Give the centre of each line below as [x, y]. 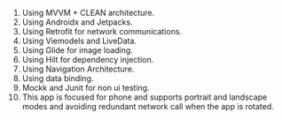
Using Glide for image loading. [77, 50]
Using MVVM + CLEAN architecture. [88, 13]
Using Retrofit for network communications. [102, 31]
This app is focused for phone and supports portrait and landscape [145, 97]
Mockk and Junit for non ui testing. [86, 88]
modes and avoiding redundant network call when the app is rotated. [148, 106]
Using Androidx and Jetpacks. [77, 22]
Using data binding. [58, 78]
